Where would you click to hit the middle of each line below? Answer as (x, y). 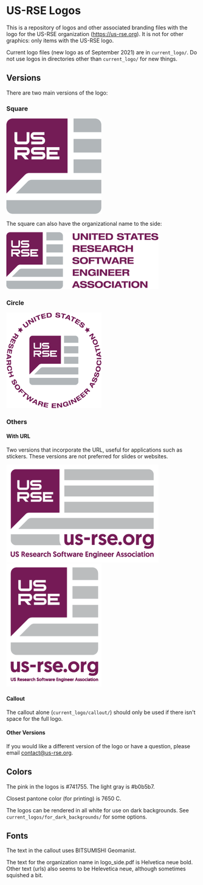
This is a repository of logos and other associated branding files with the (97, 27)
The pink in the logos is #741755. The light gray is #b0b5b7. (81, 786)
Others (17, 422)
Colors (19, 772)
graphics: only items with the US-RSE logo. (60, 40)
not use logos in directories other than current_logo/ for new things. (92, 59)
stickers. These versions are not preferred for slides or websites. (87, 456)
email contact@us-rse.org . (40, 753)
